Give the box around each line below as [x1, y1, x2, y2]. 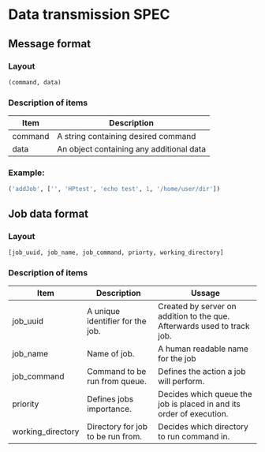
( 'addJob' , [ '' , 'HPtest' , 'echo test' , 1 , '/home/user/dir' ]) [8, 185, 221, 193]
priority [12, 398, 39, 409]
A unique [86, 306, 121, 317]
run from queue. [86, 376, 147, 387]
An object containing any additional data [57, 144, 207, 155]
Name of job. [86, 349, 135, 360]
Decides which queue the [157, 389, 252, 400]
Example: [8, 167, 45, 178]
